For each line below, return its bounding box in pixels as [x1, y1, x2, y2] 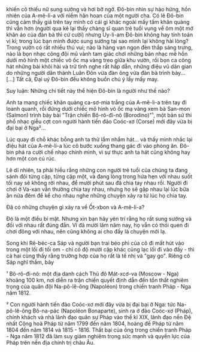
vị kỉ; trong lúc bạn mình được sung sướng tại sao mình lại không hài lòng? [6, 38, 189, 44]
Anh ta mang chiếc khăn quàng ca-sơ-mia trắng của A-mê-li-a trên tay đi [6, 99, 187, 106]
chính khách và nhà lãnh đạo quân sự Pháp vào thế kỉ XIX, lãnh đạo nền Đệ [6, 314, 192, 320]
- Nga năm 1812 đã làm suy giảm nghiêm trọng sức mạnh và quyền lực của [6, 333, 190, 339]
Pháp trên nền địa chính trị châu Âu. [6, 339, 95, 346]
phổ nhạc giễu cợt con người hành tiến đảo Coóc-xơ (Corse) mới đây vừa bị [6, 118, 193, 125]
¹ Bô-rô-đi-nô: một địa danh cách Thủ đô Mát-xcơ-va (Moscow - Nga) [6, 270, 179, 277]
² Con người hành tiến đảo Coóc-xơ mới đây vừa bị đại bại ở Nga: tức [6, 301, 176, 308]
